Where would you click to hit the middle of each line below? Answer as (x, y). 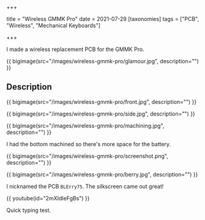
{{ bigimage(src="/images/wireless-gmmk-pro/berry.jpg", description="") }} (102, 174)
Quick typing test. (29, 210)
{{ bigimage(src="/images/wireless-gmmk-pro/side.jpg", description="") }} (101, 114)
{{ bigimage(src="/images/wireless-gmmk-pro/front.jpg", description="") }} (102, 101)
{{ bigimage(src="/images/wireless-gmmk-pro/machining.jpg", (85, 125)
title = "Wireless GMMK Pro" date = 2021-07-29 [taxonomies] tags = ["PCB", (103, 19)
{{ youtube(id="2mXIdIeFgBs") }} (48, 198)
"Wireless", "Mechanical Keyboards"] (54, 26)
